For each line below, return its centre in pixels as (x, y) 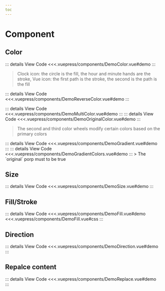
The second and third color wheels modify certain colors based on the (88, 128)
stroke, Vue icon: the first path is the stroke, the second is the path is (87, 79)
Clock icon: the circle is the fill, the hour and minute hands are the (84, 73)
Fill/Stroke (21, 202)
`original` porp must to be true (35, 159)
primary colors (32, 134)
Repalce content (31, 267)
